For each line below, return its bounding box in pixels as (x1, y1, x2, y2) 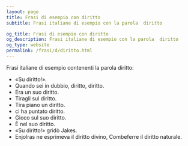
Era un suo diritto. (14, 88, 59, 96)
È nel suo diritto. (14, 120, 56, 127)
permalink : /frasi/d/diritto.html (6, 47, 93, 54)
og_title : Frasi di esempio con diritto (6, 31, 109, 37)
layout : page (6, 8, 39, 15)
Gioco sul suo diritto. (14, 114, 67, 121)
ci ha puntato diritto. (14, 108, 65, 115)
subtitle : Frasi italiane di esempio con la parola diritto (6, 20, 163, 26)
